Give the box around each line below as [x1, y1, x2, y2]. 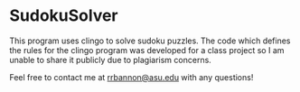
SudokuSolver [9, 5, 119, 26]
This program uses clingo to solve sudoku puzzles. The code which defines [9, 35, 291, 46]
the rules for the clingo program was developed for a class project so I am [9, 44, 285, 55]
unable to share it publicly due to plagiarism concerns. [9, 54, 212, 65]
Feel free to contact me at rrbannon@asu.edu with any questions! [9, 71, 254, 82]
